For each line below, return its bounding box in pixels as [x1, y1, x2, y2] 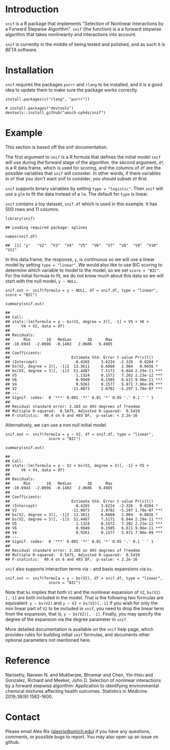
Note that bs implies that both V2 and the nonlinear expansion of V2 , [5, 589, 146, 595]
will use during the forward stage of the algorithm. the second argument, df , [5, 159, 165, 165]
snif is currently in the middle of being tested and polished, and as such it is [5, 41, 165, 47]
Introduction [5, 4, 59, 15]
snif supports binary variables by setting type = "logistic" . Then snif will [5, 185, 163, 191]
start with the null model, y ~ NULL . [5, 278, 78, 284]
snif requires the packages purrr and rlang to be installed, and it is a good [5, 81, 163, 87]
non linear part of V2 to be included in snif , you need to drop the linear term [5, 605, 164, 611]
